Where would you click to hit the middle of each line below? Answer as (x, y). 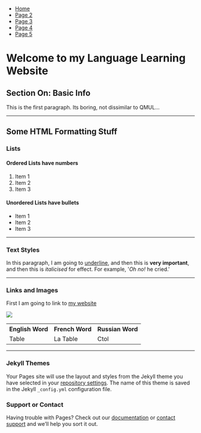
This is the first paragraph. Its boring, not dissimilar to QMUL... (83, 107)
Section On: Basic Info (48, 93)
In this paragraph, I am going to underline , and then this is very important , (98, 263)
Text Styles (23, 249)
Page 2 (24, 15)
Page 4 (24, 28)
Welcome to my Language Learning (96, 58)
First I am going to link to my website (51, 303)
